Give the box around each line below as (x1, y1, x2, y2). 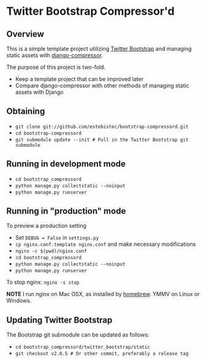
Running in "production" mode (6, 206, 126, 216)
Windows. (6, 297, 32, 305)
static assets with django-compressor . (6, 52, 103, 59)
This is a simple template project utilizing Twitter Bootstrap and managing (6, 45, 192, 52)
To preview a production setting (6, 222, 87, 230)
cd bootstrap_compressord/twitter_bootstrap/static (15, 344, 150, 351)
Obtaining (6, 106, 45, 117)
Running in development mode (6, 158, 126, 170)
